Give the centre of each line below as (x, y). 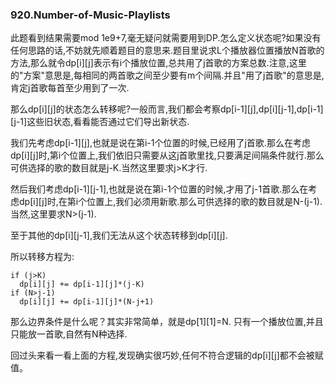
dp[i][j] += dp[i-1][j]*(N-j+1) (87, 302)
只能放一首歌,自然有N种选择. (69, 334)
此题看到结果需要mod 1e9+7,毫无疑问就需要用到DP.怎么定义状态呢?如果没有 (166, 38)
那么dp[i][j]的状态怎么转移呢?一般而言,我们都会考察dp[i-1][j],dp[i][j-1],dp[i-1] (167, 109)
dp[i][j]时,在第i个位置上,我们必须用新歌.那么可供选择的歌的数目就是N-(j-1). (170, 202)
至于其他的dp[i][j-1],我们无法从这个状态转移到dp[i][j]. (119, 235)
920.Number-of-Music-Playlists (90, 15)
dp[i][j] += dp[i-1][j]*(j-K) (82, 284)
